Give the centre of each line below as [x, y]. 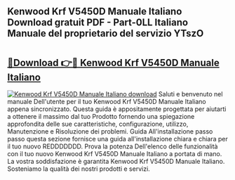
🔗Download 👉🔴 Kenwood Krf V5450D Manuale [113, 63]
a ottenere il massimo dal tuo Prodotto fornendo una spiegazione [101, 116]
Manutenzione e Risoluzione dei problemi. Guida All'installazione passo [110, 131]
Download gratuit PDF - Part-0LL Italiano [98, 23]
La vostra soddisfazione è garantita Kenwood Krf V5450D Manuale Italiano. [116, 161]
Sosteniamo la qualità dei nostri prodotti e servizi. [79, 169]
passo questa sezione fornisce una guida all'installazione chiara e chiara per [117, 139]
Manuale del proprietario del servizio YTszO [106, 33]
